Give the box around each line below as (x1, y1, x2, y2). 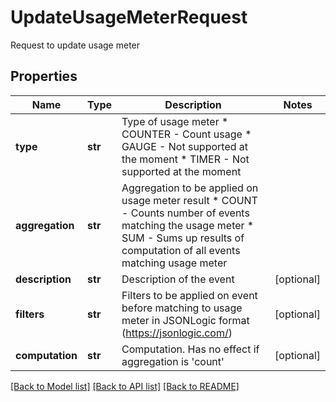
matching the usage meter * (121, 218, 255, 232)
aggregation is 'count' (121, 354, 225, 368)
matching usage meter (121, 256, 228, 270)
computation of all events (121, 243, 241, 257)
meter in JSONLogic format (121, 313, 250, 327)
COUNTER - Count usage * (121, 127, 252, 141)
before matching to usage (121, 301, 243, 315)
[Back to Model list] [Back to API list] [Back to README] (10, 380, 240, 392)
